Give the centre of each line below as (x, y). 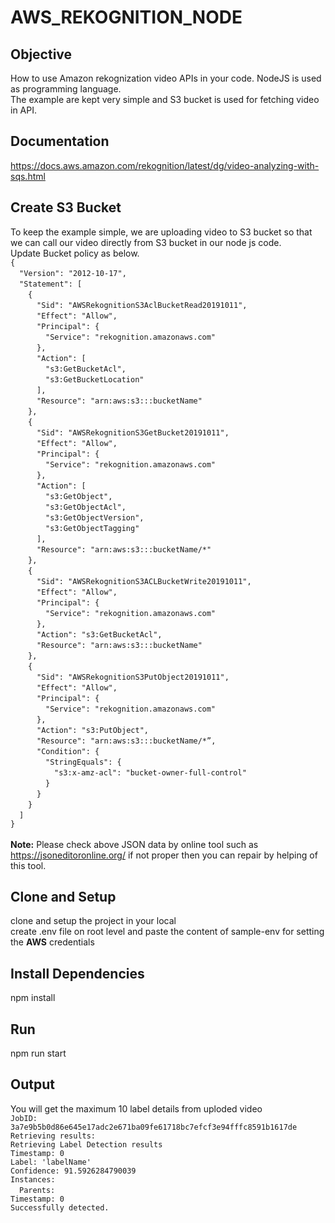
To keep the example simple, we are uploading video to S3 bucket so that (161, 232)
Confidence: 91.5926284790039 (73, 1171)
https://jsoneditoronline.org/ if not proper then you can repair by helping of (164, 855)
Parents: (37, 1190)
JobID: (24, 1118)
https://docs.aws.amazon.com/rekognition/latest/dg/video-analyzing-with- (165, 165)
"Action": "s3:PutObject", (92, 730)
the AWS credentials (52, 942)
